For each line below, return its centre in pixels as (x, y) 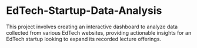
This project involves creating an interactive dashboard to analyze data (92, 27)
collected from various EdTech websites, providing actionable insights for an (99, 32)
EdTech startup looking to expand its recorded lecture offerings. (84, 39)
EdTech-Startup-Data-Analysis (84, 11)
